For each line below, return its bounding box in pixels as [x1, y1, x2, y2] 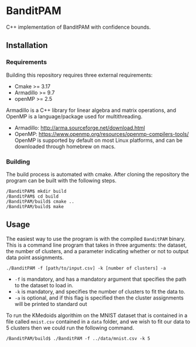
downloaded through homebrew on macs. [14, 142, 116, 150]
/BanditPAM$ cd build [6, 193, 59, 199]
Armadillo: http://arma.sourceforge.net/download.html [14, 124, 145, 131]
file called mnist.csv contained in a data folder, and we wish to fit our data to [6, 318, 190, 325]
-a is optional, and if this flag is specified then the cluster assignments [14, 294, 184, 301]
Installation [6, 40, 48, 50]
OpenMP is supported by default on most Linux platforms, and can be [14, 137, 183, 144]
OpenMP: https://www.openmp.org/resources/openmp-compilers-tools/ [14, 130, 189, 137]
